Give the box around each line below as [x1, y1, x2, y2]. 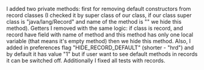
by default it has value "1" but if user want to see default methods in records [6, 51, 198, 57]
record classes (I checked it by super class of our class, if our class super [6, 12, 192, 19]
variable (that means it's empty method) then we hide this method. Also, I [6, 38, 191, 44]
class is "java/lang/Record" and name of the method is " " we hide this [6, 18, 182, 25]
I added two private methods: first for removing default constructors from [6, 5, 191, 12]
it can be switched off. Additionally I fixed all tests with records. [6, 57, 166, 64]
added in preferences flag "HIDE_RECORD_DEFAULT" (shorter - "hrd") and [6, 44, 194, 51]
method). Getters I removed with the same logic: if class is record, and [6, 24, 183, 32]
